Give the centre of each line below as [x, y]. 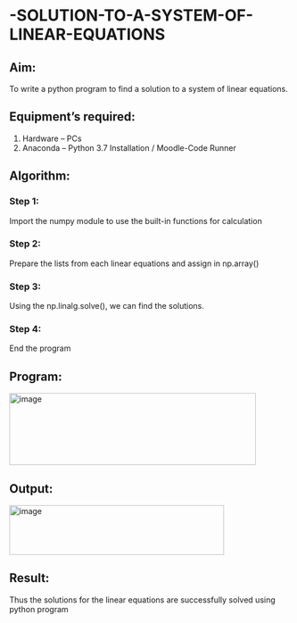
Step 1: [24, 202]
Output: [31, 489]
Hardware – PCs [52, 138]
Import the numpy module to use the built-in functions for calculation [136, 220]
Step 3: [25, 287]
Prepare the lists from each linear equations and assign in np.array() [134, 263]
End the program [40, 348]
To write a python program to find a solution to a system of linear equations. [148, 89]
